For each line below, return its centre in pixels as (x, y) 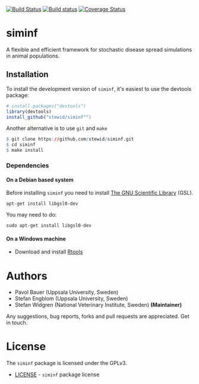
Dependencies (28, 165)
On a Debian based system (40, 180)
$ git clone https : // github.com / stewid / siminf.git (70, 139)
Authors (27, 276)
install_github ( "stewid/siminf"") (49, 117)
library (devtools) (29, 112)
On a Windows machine (36, 239)
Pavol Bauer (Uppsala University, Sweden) (67, 292)
